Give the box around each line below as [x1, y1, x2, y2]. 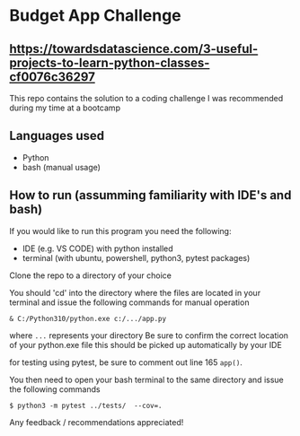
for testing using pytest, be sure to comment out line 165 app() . [9, 356, 243, 368]
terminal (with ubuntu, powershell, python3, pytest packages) [22, 252, 251, 263]
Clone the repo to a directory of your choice [9, 270, 172, 281]
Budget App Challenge [9, 5, 181, 26]
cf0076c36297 [9, 69, 96, 84]
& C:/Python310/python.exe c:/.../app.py [9, 314, 167, 323]
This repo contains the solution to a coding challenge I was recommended [9, 93, 284, 103]
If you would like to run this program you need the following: [9, 225, 232, 236]
